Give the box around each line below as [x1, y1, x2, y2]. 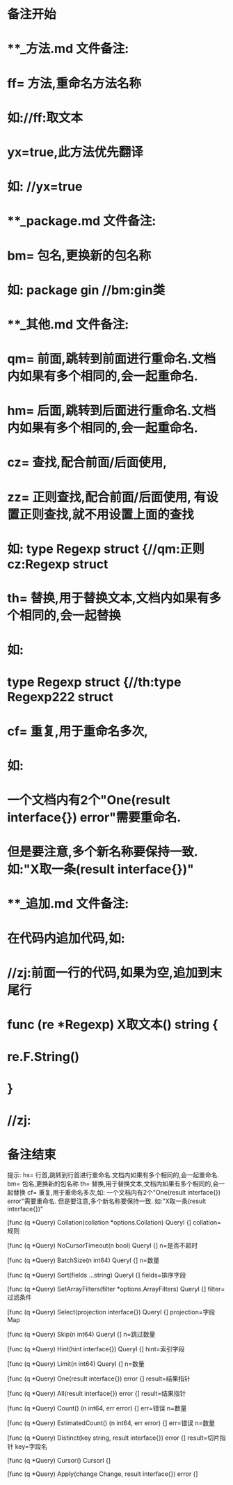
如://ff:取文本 [7, 109, 83, 125]
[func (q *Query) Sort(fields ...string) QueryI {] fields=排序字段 [7, 1271, 186, 1280]
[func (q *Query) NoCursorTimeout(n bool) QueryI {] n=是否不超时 [7, 1241, 198, 1250]
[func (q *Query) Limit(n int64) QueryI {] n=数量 [7, 1360, 145, 1368]
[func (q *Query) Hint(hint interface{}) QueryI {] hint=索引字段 [7, 1345, 185, 1353]
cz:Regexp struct [7, 556, 109, 572]
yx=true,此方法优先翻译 [7, 144, 144, 160]
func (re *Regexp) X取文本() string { [7, 1016, 218, 1032]
